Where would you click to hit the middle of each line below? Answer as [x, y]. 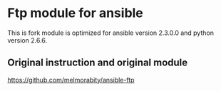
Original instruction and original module [98, 63]
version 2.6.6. [27, 40]
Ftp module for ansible [76, 13]
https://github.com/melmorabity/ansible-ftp [71, 80]
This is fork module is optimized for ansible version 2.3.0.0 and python [110, 33]
